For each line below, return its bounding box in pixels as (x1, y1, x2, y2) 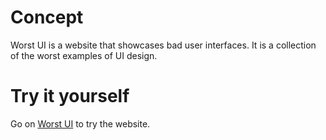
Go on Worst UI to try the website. (10, 117, 151, 130)
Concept (10, 6, 84, 29)
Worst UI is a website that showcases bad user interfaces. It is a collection (10, 39, 317, 51)
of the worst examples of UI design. (10, 49, 158, 61)
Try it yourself (10, 85, 130, 108)
